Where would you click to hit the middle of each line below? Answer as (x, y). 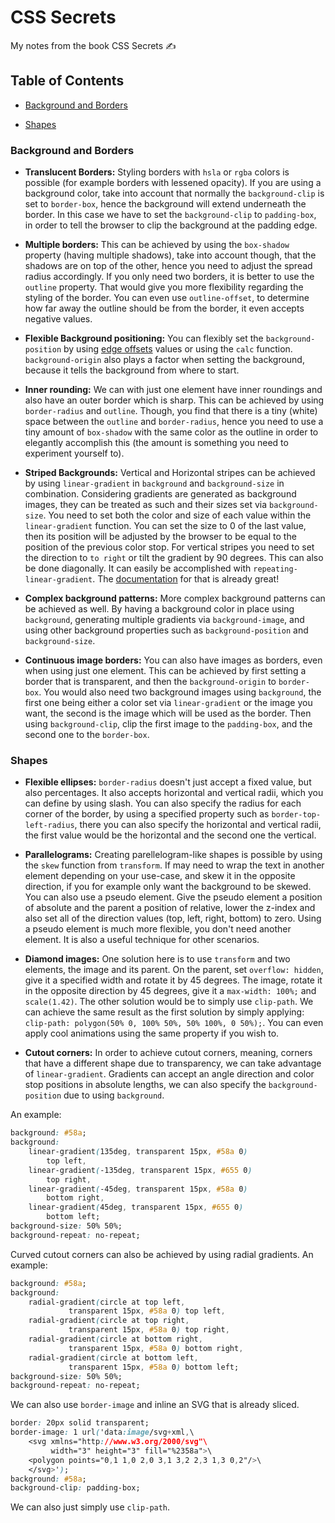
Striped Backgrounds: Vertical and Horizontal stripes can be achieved (170, 473)
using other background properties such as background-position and (166, 630)
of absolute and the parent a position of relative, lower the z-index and (170, 908)
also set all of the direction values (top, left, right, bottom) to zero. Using (173, 918)
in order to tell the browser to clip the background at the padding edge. (171, 225)
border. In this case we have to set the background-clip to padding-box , (170, 215)
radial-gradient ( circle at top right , (109, 1321)
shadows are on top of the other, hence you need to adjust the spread (168, 266)
